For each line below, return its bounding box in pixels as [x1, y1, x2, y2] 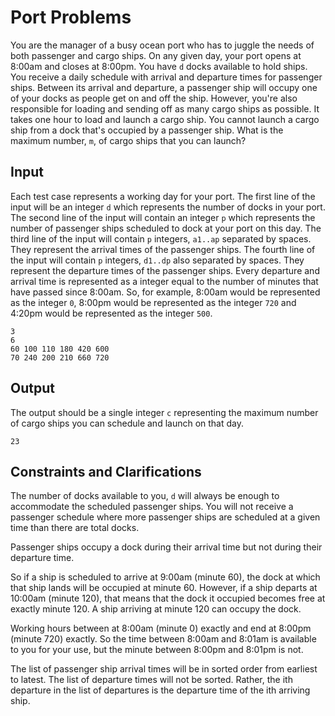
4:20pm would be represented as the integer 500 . [10, 307, 213, 319]
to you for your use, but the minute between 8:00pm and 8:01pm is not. [10, 644, 304, 656]
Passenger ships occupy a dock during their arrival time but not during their [10, 541, 323, 553]
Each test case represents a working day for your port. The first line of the [10, 190, 316, 202]
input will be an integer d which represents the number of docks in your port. [10, 201, 326, 213]
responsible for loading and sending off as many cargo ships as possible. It [10, 102, 320, 115]
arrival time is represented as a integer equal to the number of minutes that [10, 275, 319, 287]
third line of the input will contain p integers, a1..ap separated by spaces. [10, 232, 312, 245]
